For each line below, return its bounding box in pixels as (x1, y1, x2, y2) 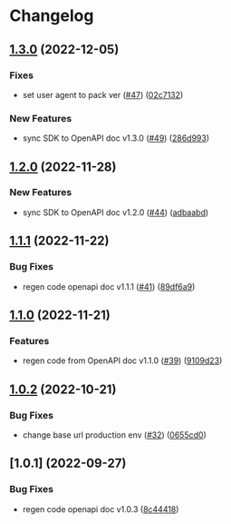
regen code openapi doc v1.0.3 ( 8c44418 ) (22, 503, 179, 514)
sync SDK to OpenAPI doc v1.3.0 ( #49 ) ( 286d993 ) (22, 133, 210, 143)
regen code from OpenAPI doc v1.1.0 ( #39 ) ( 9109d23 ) (22, 355, 223, 366)
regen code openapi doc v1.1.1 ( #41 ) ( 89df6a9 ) (22, 281, 196, 292)
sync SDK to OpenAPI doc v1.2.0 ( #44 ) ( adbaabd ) (22, 206, 209, 218)
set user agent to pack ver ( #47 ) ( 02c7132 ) (22, 89, 184, 100)
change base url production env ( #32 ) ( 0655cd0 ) (22, 429, 207, 440)
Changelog (9, 5, 94, 26)
